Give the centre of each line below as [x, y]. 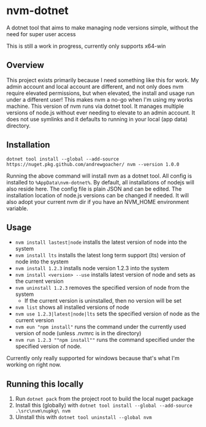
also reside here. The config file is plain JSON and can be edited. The [94, 189]
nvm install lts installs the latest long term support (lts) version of [100, 255]
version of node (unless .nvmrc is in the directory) [78, 333]
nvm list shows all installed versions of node [72, 308]
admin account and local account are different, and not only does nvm [95, 86]
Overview [25, 65]
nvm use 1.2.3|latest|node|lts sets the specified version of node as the [107, 314]
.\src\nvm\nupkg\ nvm [43, 411]
